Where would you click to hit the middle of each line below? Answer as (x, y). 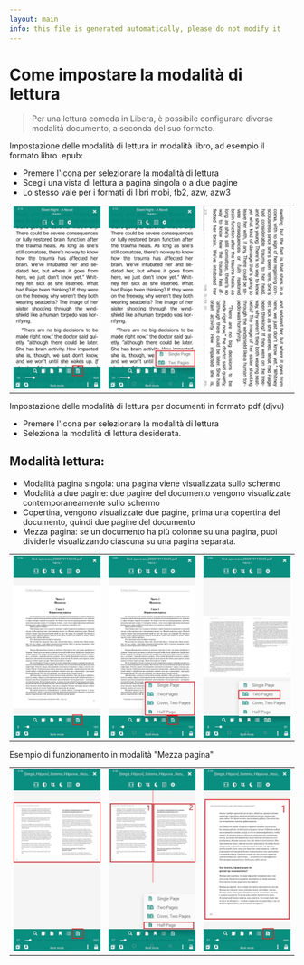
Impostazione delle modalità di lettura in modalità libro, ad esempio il (137, 146)
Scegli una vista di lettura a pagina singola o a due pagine (130, 183)
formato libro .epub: (46, 156)
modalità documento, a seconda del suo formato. (123, 129)
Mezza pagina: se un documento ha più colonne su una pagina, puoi (150, 531)
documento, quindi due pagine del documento (109, 521)
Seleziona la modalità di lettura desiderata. (102, 433)
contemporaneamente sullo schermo (91, 502)
